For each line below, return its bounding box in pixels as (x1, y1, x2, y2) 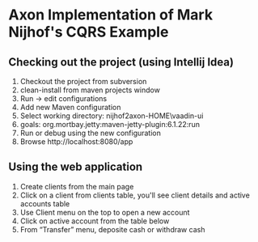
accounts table (19, 198, 70, 208)
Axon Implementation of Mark (8, 6, 213, 24)
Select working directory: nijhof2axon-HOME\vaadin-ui (19, 111, 204, 121)
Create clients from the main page (19, 181, 134, 191)
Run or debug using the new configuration (19, 128, 162, 138)
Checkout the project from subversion (19, 77, 147, 86)
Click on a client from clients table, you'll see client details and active (19, 190, 251, 200)
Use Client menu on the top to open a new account (19, 207, 190, 217)
